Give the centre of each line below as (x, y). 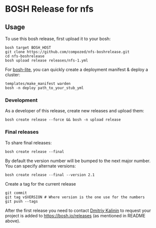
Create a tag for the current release (41, 184)
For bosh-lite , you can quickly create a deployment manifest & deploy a (77, 70)
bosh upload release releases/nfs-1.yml (47, 61)
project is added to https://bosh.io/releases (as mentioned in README (75, 215)
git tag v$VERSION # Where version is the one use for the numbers (75, 197)
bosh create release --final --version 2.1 (50, 175)
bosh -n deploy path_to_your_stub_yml (44, 88)
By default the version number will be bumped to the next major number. (78, 161)
